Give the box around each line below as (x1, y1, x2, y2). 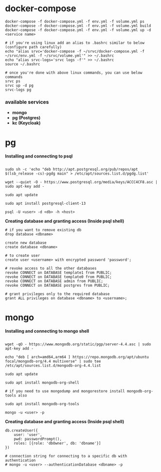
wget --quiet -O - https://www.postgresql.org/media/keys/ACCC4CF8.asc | (5, 180, 158, 185)
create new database (5, 240, 47, 245)
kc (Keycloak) (12, 120, 41, 126)
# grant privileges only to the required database (5, 292, 110, 296)
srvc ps (5, 79, 21, 83)
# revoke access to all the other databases (5, 266, 97, 271)
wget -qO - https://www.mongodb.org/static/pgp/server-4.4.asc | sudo (5, 342, 151, 347)
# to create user (5, 253, 40, 258)
